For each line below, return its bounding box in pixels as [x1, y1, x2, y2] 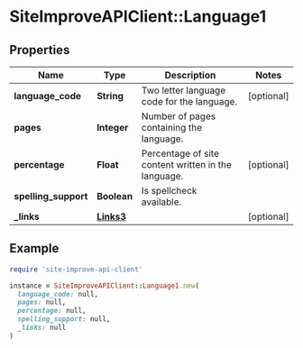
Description [164, 69, 216, 81]
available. [141, 196, 182, 208]
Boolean [96, 190, 133, 202]
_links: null [17, 323, 67, 333]
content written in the [141, 159, 233, 170]
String [96, 90, 124, 102]
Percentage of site [141, 147, 219, 160]
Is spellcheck [141, 185, 197, 197]
